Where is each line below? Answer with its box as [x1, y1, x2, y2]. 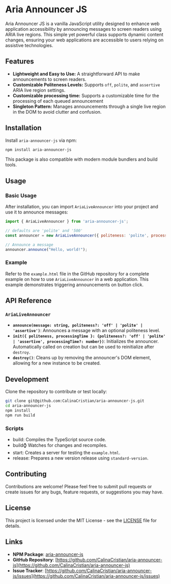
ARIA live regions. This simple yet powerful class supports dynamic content [5, 31, 164, 37]
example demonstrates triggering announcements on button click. [5, 282, 144, 288]
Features [5, 57, 34, 66]
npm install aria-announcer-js [5, 147, 72, 152]
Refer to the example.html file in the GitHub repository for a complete [5, 270, 149, 277]
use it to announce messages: [5, 209, 69, 215]
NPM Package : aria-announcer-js [12, 551, 83, 557]
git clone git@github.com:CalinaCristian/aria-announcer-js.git [5, 398, 145, 404]
